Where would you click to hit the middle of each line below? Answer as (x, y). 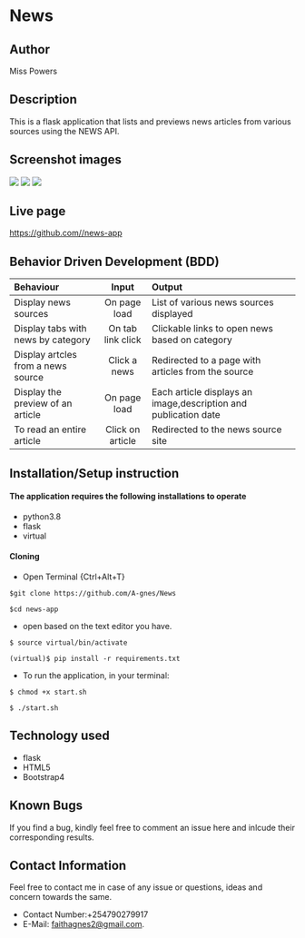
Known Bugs (46, 806)
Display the (38, 392)
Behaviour (37, 287)
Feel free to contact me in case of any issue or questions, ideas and (136, 887)
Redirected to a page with (206, 360)
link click (123, 340)
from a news (40, 366)
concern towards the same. (61, 897)
